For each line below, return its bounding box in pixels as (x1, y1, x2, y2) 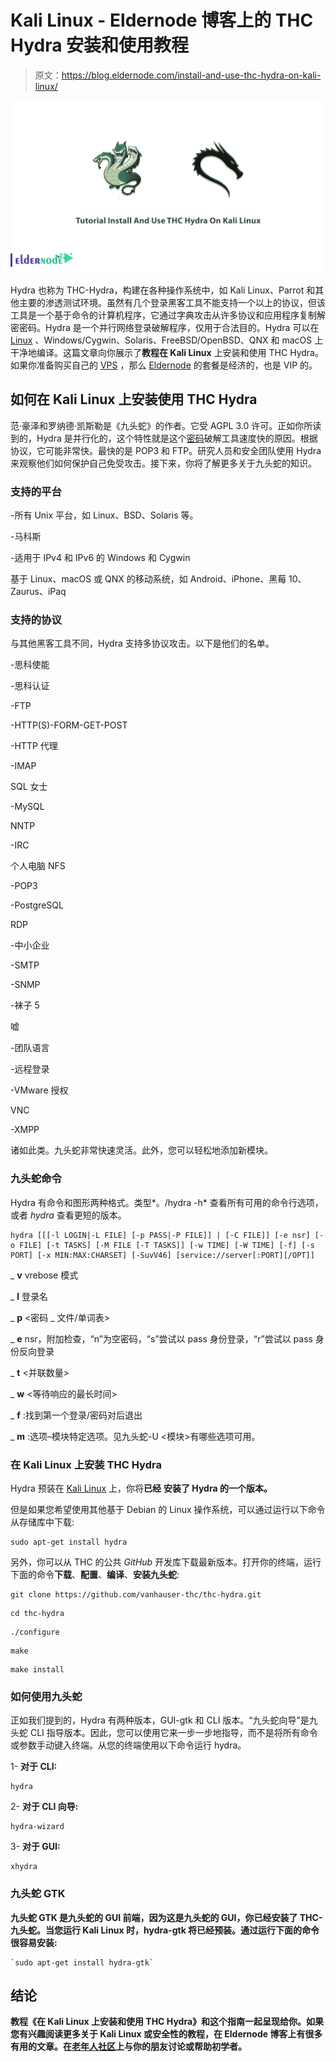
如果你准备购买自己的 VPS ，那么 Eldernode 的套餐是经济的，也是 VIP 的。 (10, 359, 318, 371)
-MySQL (10, 801, 45, 813)
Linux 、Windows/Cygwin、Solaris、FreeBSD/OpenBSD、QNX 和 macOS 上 (10, 334, 324, 346)
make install (10, 1665, 65, 1675)
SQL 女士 (10, 781, 48, 793)
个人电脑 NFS (10, 860, 66, 872)
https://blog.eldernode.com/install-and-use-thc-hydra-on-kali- (61, 69, 322, 81)
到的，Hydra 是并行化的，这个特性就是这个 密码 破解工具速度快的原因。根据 (10, 432, 318, 444)
